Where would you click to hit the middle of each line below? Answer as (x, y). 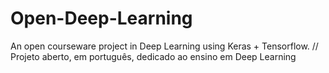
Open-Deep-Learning (101, 18)
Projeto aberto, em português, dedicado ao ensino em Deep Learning (153, 56)
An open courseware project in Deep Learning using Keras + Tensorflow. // (164, 46)
